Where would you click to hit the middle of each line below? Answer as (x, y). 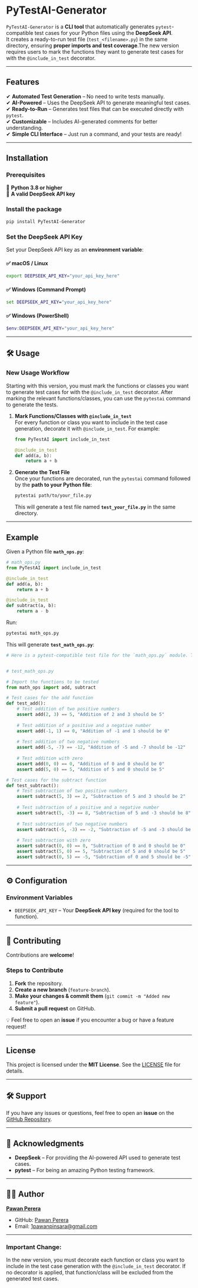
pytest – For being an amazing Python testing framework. (85, 1170)
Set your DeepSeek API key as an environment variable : (75, 249)
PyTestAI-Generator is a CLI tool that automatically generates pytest (89, 27)
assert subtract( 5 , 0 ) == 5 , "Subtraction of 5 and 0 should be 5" (101, 852)
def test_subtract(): (33, 785)
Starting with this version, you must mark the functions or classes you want (98, 386)
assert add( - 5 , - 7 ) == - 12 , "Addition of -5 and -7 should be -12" (101, 748)
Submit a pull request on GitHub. (55, 1008)
